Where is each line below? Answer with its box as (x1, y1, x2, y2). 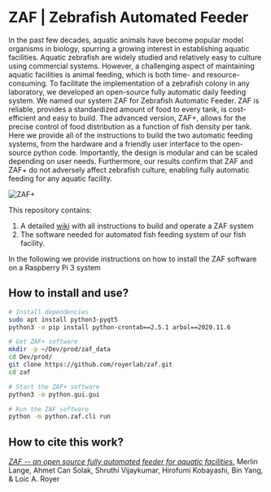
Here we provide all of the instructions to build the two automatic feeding (8, 130, 253, 140)
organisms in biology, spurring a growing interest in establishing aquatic (8, 43, 250, 53)
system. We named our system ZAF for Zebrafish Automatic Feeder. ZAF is (8, 95, 260, 105)
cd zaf (8, 367, 31, 376)
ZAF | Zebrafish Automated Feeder (8, 8, 249, 27)
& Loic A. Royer (8, 474, 60, 484)
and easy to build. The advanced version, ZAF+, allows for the (37, 112, 247, 122)
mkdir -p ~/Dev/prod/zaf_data (8, 345, 111, 354)
